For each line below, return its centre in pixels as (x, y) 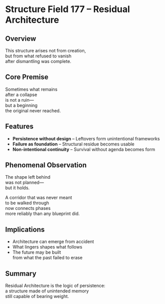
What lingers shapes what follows (47, 247)
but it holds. (18, 188)
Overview (21, 39)
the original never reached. (33, 110)
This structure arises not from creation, (46, 51)
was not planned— (25, 183)
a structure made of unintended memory (47, 291)
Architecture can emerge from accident (53, 242)
